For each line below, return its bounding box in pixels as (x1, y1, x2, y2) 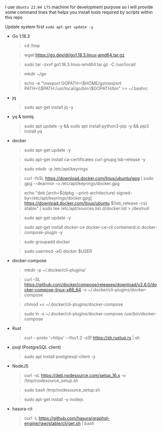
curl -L (24, 415, 38, 421)
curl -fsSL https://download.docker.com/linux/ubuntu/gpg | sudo (24, 175, 154, 181)
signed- (116, 190, 132, 196)
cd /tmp (24, 43, 40, 48)
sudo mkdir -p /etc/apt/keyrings (24, 166, 88, 172)
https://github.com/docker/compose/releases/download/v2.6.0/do (24, 282, 157, 287)
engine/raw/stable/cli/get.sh (24, 420, 81, 426)
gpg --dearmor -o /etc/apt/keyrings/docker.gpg (24, 181, 120, 186)
